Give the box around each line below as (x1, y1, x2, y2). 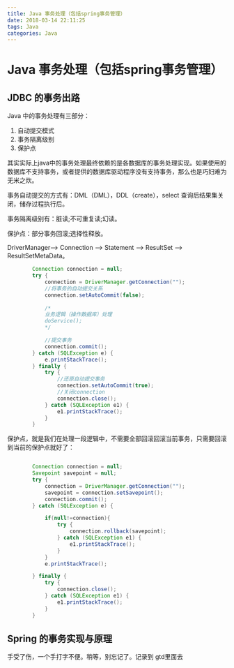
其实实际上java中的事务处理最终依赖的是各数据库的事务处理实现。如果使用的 (7, 158, 226, 168)
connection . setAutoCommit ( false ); (44, 291, 145, 299)
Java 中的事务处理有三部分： (7, 112, 91, 120)
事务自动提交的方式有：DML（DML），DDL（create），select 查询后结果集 (7, 191, 218, 200)
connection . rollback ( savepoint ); (69, 528, 167, 535)
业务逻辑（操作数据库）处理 (44, 311, 113, 318)
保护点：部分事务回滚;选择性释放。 (7, 230, 107, 238)
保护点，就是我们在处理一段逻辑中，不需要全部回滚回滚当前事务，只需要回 (7, 434, 221, 443)
